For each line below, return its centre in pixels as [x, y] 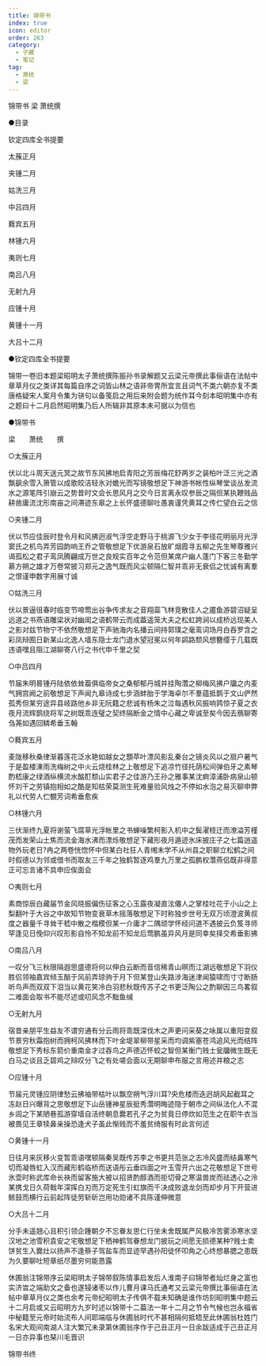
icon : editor [30, 30]
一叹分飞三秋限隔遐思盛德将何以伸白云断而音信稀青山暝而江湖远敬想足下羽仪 [133, 967]
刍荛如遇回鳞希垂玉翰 [43, 722]
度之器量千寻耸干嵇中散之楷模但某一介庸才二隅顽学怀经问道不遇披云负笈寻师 [133, 923]
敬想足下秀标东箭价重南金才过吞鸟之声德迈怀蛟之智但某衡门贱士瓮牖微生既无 [133, 1050]
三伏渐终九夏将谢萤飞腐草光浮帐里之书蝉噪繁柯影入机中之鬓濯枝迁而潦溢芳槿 [133, 829]
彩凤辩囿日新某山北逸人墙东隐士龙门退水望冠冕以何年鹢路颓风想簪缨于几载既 [133, 639]
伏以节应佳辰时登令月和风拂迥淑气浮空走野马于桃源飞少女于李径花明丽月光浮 [133, 536]
